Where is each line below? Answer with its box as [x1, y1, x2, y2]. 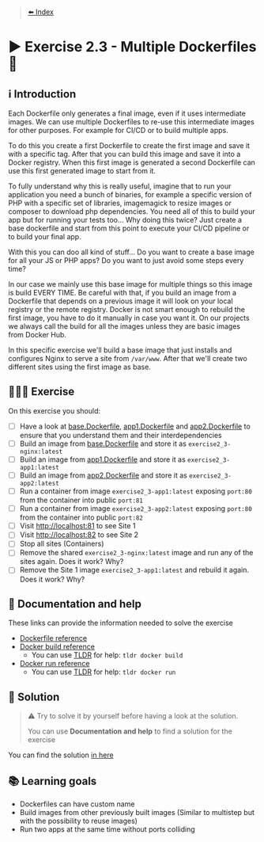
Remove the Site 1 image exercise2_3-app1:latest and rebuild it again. [19, 566, 250, 575]
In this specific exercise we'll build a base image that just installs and [8, 345, 232, 355]
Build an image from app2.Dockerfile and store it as [19, 471, 187, 480]
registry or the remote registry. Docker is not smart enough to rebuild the [8, 305, 245, 314]
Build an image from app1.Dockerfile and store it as [19, 455, 186, 464]
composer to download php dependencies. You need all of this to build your [8, 207, 255, 216]
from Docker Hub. [8, 330, 67, 339]
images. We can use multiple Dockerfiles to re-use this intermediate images [8, 117, 255, 126]
